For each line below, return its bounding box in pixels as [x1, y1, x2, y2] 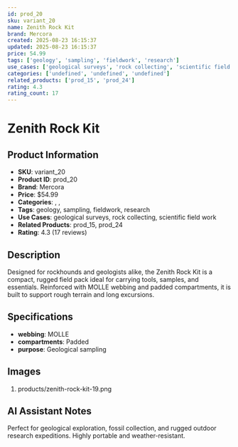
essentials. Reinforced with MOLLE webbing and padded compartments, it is [7, 283, 231, 291]
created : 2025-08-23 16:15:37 [7, 37, 97, 44]
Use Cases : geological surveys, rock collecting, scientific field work [17, 213, 217, 221]
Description [7, 248, 60, 261]
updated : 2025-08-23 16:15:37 [7, 43, 97, 51]
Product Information [7, 149, 99, 161]
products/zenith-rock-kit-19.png [17, 384, 112, 393]
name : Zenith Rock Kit [7, 23, 75, 31]
